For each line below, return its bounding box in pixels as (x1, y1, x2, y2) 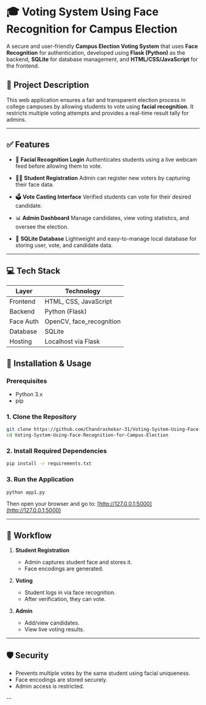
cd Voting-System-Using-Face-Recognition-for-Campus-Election (6, 432, 169, 438)
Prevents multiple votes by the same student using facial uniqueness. (15, 669, 191, 677)
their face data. (15, 181, 54, 188)
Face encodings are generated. (24, 565, 104, 572)
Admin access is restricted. (15, 683, 85, 690)
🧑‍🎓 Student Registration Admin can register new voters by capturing (15, 174, 190, 181)
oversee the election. (15, 223, 69, 230)
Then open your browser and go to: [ (6, 500, 99, 508)
